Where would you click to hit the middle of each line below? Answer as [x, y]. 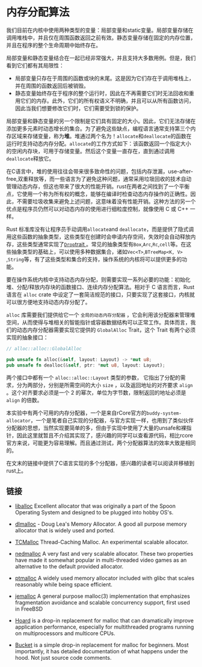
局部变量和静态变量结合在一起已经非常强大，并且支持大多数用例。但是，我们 [101, 58]
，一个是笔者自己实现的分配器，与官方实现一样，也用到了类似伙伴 [112, 420]
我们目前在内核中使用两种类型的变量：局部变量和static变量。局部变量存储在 [100, 30]
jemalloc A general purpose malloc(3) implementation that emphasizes [103, 596]
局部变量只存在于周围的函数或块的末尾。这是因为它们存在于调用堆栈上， [104, 78]
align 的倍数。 [24, 400]
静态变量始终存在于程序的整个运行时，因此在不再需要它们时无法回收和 [102, 93]
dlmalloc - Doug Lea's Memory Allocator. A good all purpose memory [101, 524]
